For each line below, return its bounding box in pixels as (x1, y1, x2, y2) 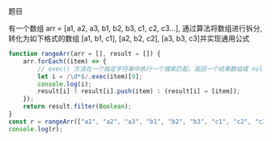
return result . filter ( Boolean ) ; (23, 103, 132, 111)
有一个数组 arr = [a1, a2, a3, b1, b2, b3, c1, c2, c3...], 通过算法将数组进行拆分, (8, 23, 263, 33)
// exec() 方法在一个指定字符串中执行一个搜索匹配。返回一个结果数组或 (37, 65, 249, 73)
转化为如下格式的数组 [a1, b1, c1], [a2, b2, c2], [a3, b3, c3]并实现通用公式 (8, 34, 250, 43)
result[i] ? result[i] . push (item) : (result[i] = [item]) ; (37, 88, 241, 96)
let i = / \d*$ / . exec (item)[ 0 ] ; (37, 72, 143, 80)
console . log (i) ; (37, 79, 92, 88)
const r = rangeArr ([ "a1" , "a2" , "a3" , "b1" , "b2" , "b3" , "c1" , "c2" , (8, 117, 252, 126)
